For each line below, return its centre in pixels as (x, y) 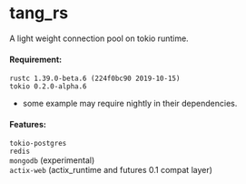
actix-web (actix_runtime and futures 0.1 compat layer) (111, 170)
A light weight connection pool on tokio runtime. (99, 38)
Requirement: (36, 59)
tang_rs (39, 13)
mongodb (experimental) (52, 160)
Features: (28, 124)
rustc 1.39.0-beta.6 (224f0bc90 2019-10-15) (95, 79)
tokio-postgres (38, 144)
